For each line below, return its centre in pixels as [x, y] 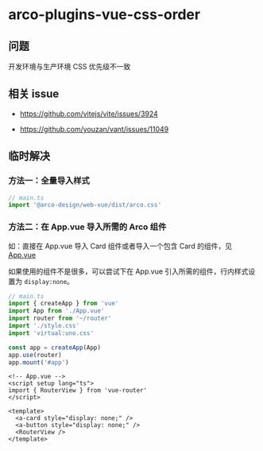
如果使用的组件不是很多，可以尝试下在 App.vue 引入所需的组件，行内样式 [128, 271]
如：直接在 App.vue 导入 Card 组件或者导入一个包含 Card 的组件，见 [120, 246]
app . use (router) [35, 355]
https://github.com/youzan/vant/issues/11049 [94, 129]
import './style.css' [44, 326]
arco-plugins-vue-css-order [104, 15]
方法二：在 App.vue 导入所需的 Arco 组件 [87, 227]
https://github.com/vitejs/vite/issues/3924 [89, 114]
